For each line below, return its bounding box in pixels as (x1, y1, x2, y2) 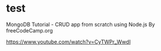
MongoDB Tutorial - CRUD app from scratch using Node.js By (6, 21, 155, 28)
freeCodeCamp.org (6, 27, 53, 34)
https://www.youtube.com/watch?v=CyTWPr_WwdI (6, 38, 131, 45)
